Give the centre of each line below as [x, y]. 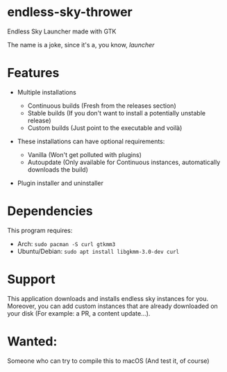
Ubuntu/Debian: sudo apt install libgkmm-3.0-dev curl [98, 251]
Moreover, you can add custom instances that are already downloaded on [113, 306]
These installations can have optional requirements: [91, 141]
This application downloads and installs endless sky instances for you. [108, 298]
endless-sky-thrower [70, 12]
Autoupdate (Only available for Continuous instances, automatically [124, 162]
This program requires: [40, 230]
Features [33, 73]
